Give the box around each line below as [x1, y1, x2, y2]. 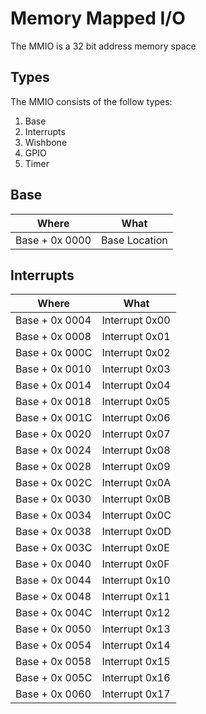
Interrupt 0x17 [101, 687, 171, 701]
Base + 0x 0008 [15, 330, 92, 344]
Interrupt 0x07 [101, 427, 171, 441]
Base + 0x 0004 [15, 313, 92, 327]
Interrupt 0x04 [101, 378, 171, 392]
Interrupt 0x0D [101, 525, 172, 539]
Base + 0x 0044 [15, 573, 92, 587]
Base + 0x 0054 [15, 638, 92, 652]
